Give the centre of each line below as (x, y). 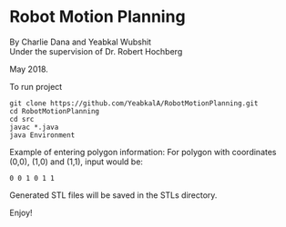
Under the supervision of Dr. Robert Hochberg (96, 51)
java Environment (42, 135)
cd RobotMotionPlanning (55, 111)
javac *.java (34, 127)
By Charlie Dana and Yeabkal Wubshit (81, 42)
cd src (22, 119)
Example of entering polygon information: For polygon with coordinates (143, 152)
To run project (36, 86)
